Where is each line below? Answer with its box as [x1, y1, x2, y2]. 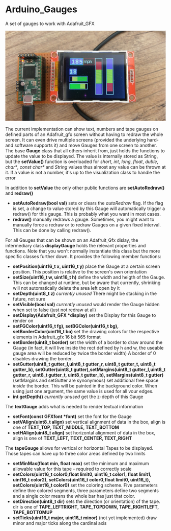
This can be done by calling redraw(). [12, 227, 92, 233]
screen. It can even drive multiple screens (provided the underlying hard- [5, 136, 159, 143]
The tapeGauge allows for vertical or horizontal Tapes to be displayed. [5, 445, 154, 451]
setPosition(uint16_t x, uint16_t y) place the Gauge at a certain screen [12, 263, 160, 269]
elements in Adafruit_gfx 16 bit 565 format [12, 334, 101, 340]
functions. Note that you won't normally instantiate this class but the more [5, 248, 160, 254]
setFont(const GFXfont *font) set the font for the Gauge [12, 413, 132, 420]
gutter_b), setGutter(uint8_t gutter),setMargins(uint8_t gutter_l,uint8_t [12, 366, 166, 373]
